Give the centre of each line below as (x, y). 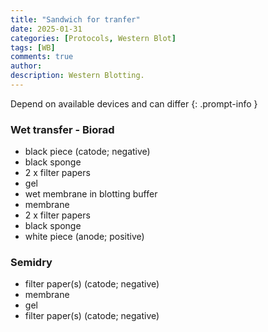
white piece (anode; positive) (84, 237)
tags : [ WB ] (33, 47)
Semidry (31, 263)
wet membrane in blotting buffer (91, 194)
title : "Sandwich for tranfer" (75, 19)
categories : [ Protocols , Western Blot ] (93, 38)
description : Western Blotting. (77, 76)
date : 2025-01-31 (46, 29)
